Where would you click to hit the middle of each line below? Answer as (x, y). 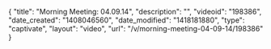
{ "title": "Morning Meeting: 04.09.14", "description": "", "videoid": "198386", (135, 12)
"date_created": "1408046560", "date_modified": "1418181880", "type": (127, 20)
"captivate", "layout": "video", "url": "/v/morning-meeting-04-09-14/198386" (136, 29)
